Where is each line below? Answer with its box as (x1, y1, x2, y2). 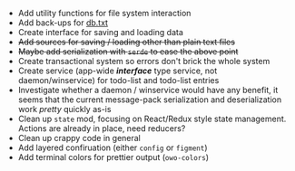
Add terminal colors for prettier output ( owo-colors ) (17, 152, 210, 162)
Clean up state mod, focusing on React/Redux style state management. (17, 113, 287, 124)
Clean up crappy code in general (17, 133, 141, 143)
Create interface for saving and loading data (17, 27, 184, 37)
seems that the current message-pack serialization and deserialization (17, 94, 282, 105)
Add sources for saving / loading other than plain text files (17, 36, 236, 47)
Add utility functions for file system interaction (17, 8, 192, 18)
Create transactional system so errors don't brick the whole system (17, 56, 270, 66)
